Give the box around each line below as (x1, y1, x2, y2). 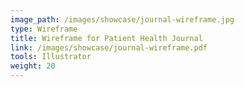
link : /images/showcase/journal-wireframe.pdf (10, 42, 208, 53)
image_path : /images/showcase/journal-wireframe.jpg (10, 14, 235, 25)
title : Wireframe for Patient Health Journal (10, 33, 203, 43)
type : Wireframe (10, 24, 78, 34)
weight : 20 (10, 61, 56, 71)
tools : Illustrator (10, 52, 92, 62)
